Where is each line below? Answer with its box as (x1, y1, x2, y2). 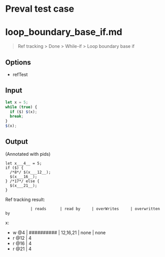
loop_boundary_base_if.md (5, 26, 123, 38)
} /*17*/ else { (5, 179, 40, 184)
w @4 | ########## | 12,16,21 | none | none (12, 230, 106, 236)
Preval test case (5, 3, 75, 15)
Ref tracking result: (5, 196, 45, 203)
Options (5, 58, 31, 67)
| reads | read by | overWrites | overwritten (30, 206, 160, 211)
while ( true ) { (5, 104, 38, 109)
